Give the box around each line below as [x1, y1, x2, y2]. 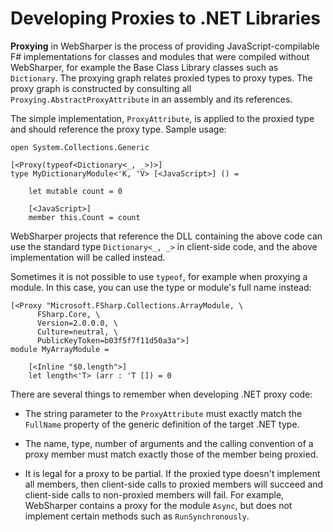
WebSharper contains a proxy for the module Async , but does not [24, 499, 293, 511]
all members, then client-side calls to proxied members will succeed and [24, 478, 324, 490]
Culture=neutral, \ [36, 327, 118, 337]
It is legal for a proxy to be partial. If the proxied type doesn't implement [24, 467, 321, 479]
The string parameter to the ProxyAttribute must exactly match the [24, 407, 303, 419]
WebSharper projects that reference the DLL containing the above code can [10, 230, 323, 242]
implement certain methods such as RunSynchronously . [24, 510, 250, 522]
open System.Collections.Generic [10, 142, 150, 152]
